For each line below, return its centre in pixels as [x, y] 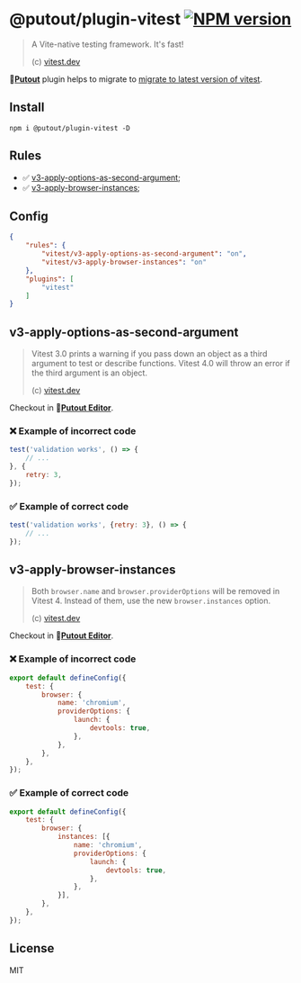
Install [27, 108]
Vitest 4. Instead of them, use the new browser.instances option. [151, 601]
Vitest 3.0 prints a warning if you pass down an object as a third [149, 354]
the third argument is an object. [89, 373]
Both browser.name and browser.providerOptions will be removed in [155, 591]
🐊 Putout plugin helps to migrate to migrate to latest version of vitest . [136, 79]
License [32, 948]
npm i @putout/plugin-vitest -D [70, 128]
